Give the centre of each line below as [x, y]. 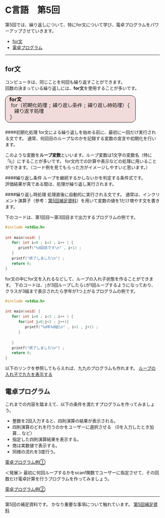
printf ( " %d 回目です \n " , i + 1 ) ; [50, 248]
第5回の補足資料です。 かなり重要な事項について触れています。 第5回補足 [79, 504]
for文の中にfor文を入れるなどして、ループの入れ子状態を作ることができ [77, 278]
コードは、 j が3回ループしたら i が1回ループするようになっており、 [89, 285]
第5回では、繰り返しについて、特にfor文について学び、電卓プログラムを [78, 25]
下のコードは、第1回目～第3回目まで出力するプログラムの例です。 [72, 217]
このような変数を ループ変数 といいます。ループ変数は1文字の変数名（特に [79, 155]
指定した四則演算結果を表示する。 [47, 439]
